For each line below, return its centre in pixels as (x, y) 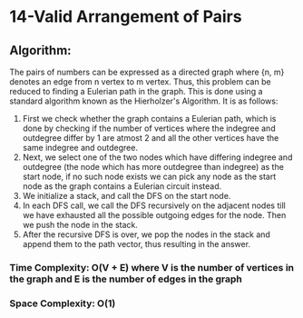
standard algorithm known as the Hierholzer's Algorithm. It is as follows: (144, 101)
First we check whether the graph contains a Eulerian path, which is (149, 119)
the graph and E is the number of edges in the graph (126, 279)
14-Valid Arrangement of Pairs (126, 17)
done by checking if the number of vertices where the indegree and (149, 128)
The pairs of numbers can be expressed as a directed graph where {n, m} (147, 72)
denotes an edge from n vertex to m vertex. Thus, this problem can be (140, 82)
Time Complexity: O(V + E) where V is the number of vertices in (152, 267)
